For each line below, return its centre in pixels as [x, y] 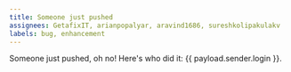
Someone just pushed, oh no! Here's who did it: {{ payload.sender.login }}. [145, 59]
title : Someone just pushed [61, 17]
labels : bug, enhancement [57, 33]
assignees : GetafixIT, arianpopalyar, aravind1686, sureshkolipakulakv [145, 25]
